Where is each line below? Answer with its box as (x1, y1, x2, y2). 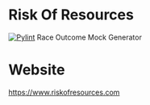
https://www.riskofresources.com (8, 87, 120, 97)
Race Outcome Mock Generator (36, 32, 143, 42)
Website (8, 61, 65, 79)
